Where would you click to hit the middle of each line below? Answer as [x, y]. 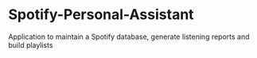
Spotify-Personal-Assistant [101, 15]
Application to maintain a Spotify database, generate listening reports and [129, 37]
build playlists [31, 44]
